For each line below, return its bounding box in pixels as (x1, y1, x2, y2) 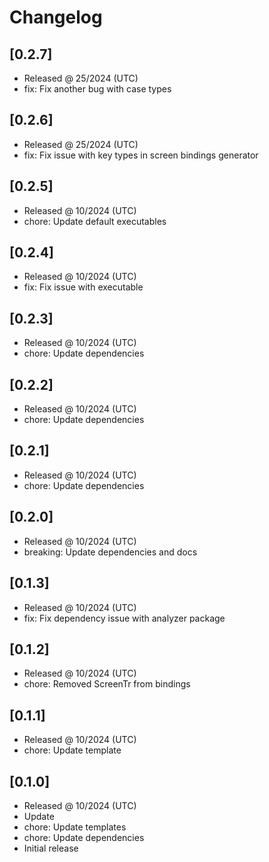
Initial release (23, 842, 79, 854)
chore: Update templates (23, 821, 127, 833)
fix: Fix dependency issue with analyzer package (23, 612, 226, 624)
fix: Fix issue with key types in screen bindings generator (23, 149, 259, 161)
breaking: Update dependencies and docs (23, 546, 198, 558)
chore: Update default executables (23, 215, 167, 227)
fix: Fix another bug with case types (23, 83, 172, 95)
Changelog (9, 6, 103, 29)
